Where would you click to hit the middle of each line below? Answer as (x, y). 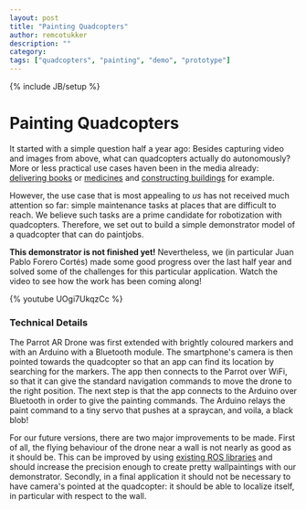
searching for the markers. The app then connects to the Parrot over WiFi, (148, 372)
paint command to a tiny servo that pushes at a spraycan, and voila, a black (152, 410)
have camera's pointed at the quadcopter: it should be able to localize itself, (152, 486)
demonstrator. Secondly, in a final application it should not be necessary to (150, 477)
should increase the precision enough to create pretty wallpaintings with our (153, 467)
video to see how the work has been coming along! (106, 281)
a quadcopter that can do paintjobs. (77, 234)
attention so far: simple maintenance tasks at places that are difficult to (143, 205)
